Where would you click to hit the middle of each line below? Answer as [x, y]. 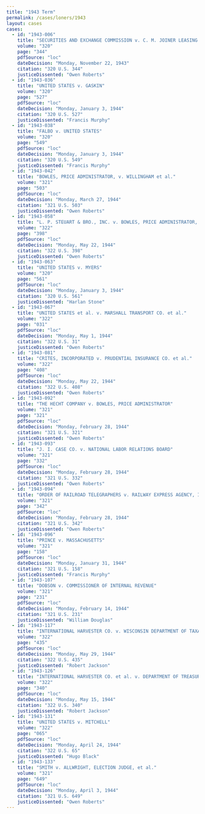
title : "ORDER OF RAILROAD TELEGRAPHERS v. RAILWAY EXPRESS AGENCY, [106, 495]
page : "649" [32, 779]
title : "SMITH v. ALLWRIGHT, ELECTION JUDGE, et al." [87, 768]
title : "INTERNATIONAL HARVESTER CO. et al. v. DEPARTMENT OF [98, 677]
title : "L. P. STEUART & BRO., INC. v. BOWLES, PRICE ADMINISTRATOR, [108, 222]
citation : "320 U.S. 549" [50, 159]
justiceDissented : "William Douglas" [65, 620]
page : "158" [32, 552]
